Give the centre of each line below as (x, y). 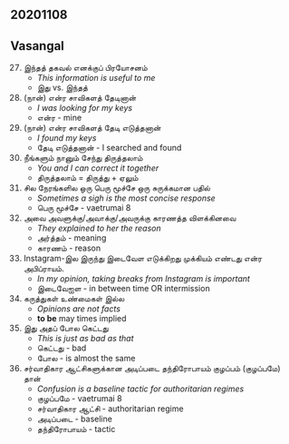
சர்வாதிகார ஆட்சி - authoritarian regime (110, 409)
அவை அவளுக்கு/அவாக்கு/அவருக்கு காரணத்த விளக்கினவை (130, 218)
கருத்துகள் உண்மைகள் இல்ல (74, 299)
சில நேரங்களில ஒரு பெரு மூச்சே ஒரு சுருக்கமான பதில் (117, 188)
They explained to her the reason (99, 228)
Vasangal (37, 46)
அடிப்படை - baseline (74, 419)
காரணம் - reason (69, 248)
